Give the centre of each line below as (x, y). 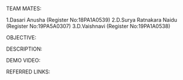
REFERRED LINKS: (28, 72)
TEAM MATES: (24, 9)
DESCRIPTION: (24, 49)
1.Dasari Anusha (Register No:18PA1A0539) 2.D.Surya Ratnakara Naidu (92, 20)
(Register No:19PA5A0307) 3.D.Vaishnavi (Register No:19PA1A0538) (88, 26)
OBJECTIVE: (21, 37)
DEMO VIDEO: (23, 60)
